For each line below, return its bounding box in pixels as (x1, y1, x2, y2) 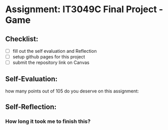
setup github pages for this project (12, 54, 85, 60)
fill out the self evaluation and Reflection (12, 48, 97, 54)
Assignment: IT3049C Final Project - (5, 4, 163, 15)
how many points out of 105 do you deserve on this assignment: (5, 88, 139, 94)
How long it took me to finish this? (5, 118, 91, 125)
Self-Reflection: (5, 103, 57, 111)
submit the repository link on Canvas (12, 59, 90, 66)
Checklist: (5, 35, 39, 43)
